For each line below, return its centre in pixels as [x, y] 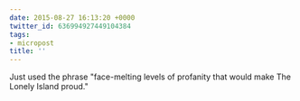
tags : [19, 34]
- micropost [32, 43]
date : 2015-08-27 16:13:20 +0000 [72, 18]
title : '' [28, 51]
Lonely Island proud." [49, 87]
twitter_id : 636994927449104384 [70, 26]
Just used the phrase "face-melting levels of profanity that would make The [150, 77]
